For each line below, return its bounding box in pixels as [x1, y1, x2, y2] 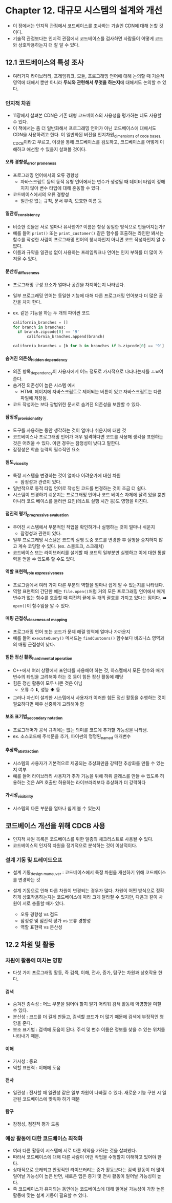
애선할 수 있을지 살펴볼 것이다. [26, 146, 87, 152]
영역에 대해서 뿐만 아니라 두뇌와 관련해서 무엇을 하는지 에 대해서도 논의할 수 [12, 79, 161, 85]
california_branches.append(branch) [26, 334, 105, 340]
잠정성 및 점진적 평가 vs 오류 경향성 [20, 917, 91, 923]
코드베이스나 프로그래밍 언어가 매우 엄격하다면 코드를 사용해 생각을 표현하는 [12, 433, 164, 439]
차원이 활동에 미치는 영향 [5, 957, 62, 964]
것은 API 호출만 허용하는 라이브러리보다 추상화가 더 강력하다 [26, 779, 146, 785]
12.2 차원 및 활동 [5, 940, 55, 949]
